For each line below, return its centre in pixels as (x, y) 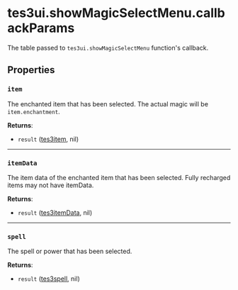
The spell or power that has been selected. (70, 251)
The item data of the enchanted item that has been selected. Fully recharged (119, 177)
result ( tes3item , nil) (48, 139)
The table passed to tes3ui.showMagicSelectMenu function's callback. (108, 48)
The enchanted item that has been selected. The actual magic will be (108, 104)
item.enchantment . (34, 111)
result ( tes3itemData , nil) (55, 212)
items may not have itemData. (51, 185)
